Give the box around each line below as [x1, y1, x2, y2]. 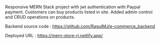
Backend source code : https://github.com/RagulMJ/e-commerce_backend [5, 23, 156, 29]
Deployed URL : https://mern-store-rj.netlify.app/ [5, 33, 103, 38]
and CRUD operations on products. [5, 14, 75, 20]
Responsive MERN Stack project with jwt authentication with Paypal [5, 4, 141, 10]
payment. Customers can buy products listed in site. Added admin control [5, 9, 153, 15]
